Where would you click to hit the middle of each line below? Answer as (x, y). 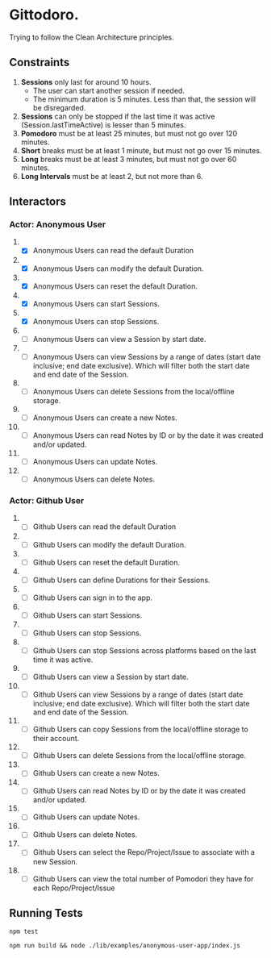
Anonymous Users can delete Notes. (94, 479)
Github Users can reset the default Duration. (106, 562)
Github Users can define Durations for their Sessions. (121, 580)
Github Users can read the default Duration (104, 527)
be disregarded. (59, 107)
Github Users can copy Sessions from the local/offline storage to (140, 729)
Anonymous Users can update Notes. (95, 462)
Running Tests (46, 913)
